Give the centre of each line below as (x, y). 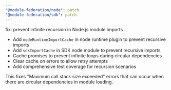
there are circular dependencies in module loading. (59, 82)
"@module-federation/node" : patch (42, 10)
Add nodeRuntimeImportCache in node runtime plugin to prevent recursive (89, 39)
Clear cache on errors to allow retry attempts (60, 61)
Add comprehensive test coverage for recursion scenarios (74, 66)
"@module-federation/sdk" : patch (41, 15)
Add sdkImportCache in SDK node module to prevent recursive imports (87, 50)
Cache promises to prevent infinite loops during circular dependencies (87, 55)
